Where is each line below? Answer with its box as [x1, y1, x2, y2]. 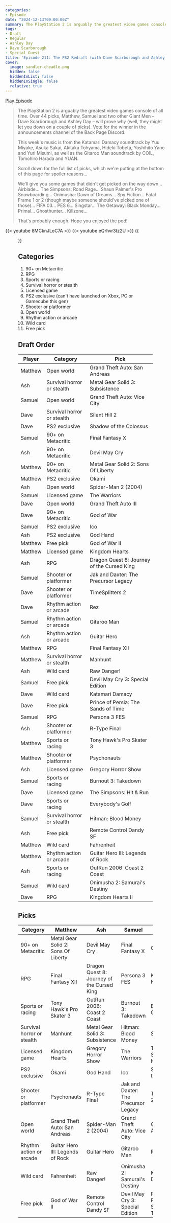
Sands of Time [90, 705, 125, 712]
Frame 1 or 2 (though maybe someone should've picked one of [17, 197, 150, 203]
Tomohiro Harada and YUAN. [17, 155, 79, 161]
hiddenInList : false [10, 74, 53, 79]
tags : [5, 27, 17, 32]
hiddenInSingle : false [10, 79, 58, 84]
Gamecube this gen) [25, 298, 69, 305]
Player [23, 356, 39, 363]
